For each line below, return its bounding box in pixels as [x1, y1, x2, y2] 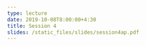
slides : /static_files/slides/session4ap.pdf [7, 28, 139, 36]
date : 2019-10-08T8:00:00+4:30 [7, 16, 97, 23]
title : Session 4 [7, 22, 57, 29]
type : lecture [7, 9, 48, 17]
